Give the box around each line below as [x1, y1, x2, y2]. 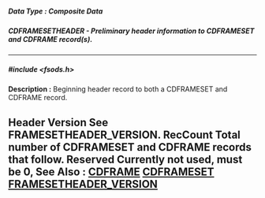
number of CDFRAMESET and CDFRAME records [8, 140, 252, 154]
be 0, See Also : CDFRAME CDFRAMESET [8, 165, 215, 178]
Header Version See [8, 115, 109, 129]
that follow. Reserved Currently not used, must [8, 152, 243, 166]
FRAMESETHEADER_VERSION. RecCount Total [8, 128, 241, 141]
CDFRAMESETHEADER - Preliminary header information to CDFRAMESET [8, 26, 255, 35]
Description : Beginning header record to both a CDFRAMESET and [8, 84, 228, 94]
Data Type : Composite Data [8, 6, 103, 16]
